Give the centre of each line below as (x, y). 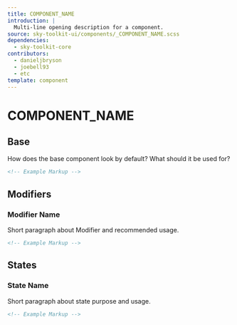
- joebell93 (32, 67)
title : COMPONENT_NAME (41, 14)
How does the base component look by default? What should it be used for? (119, 159)
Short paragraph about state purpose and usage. (79, 301)
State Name (28, 286)
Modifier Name (34, 215)
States (22, 265)
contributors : (28, 54)
